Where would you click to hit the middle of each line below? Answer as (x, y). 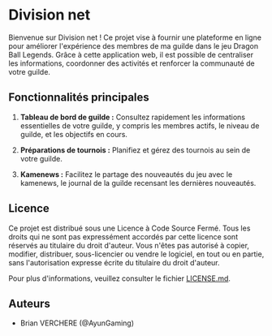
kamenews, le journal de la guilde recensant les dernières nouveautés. (138, 183)
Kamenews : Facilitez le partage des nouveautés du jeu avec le (126, 174)
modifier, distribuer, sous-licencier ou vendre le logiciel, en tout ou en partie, (136, 254)
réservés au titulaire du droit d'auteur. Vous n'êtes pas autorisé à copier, (129, 245)
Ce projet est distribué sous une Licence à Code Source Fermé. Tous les (130, 228)
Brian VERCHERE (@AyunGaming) (77, 323)
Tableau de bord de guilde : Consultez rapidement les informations (133, 117)
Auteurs (30, 303)
